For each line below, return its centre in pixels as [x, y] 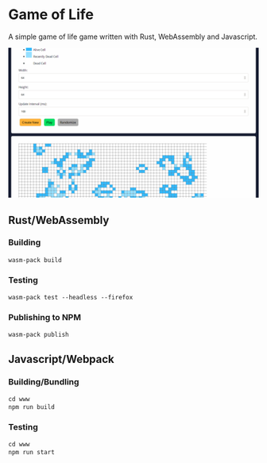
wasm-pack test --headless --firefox [71, 298]
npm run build [32, 407]
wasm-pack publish [39, 335]
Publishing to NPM [45, 318]
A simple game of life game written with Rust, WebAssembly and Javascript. [133, 37]
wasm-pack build [35, 260]
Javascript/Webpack [62, 359]
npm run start [32, 453]
